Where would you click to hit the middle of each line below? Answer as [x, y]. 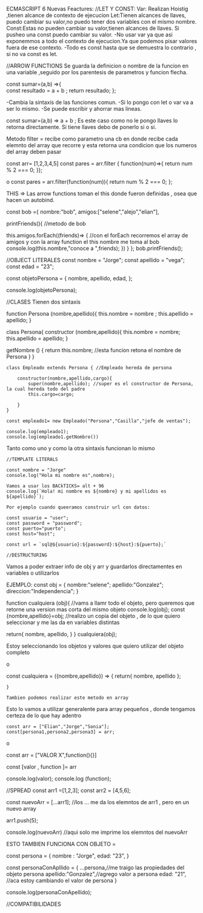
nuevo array [21, 809]
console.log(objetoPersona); [42, 290]
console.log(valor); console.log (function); [59, 779]
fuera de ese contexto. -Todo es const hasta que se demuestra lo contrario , [101, 47]
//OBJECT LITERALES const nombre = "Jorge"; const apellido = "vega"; [95, 260]
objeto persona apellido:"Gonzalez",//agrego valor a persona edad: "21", [96, 874]
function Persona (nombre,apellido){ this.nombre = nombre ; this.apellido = [100, 314]
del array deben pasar [34, 152]
